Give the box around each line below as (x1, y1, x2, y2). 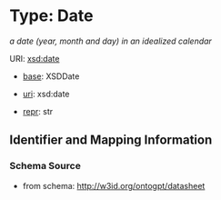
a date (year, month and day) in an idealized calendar (9, 35, 212, 46)
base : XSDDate (22, 70, 80, 82)
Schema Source (9, 160, 82, 173)
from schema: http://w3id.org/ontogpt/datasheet (22, 180, 206, 191)
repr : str (22, 105, 54, 116)
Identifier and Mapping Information (9, 133, 213, 148)
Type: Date (9, 5, 94, 26)
